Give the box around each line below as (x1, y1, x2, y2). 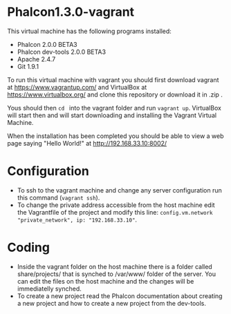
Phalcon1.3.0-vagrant (7, 4, 135, 20)
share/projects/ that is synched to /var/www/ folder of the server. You (17, 270, 216, 278)
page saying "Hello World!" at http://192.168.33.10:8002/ (7, 139, 167, 147)
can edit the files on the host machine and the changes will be (17, 277, 194, 285)
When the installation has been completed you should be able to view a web (7, 132, 224, 140)
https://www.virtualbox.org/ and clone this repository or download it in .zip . (7, 90, 223, 99)
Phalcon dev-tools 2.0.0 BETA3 (17, 48, 106, 56)
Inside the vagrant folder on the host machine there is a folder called (17, 262, 212, 271)
